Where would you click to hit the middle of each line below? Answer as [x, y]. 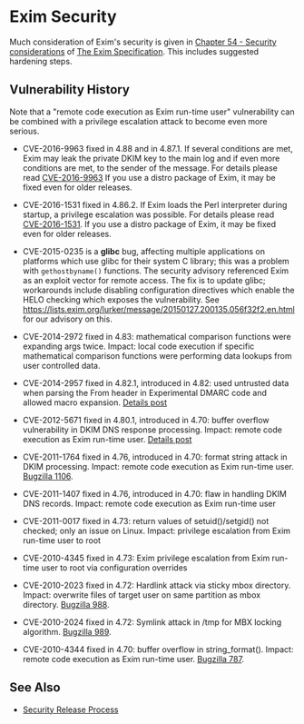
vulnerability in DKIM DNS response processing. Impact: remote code [152, 430]
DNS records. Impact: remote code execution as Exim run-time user [149, 503]
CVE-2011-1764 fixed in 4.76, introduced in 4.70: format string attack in [155, 457]
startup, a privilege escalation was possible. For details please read [148, 214]
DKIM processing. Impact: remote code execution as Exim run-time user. [158, 466]
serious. [25, 131]
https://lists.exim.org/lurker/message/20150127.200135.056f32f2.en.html [158, 309]
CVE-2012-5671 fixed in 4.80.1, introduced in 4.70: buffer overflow [146, 420]
